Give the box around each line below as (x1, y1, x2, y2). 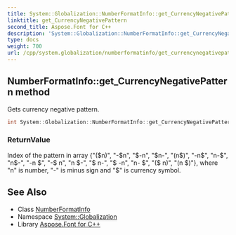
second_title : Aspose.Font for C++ (7, 23, 112, 30)
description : (7, 29, 46, 37)
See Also (7, 187, 47, 199)
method (15, 86, 51, 98)
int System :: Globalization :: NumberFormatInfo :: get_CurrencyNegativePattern (7, 119, 234, 126)
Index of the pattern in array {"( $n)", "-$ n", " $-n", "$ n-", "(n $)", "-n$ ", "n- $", (7, 151, 228, 159)
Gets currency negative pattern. (7, 105, 100, 113)
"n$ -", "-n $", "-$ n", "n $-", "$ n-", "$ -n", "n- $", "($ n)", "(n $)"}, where (7, 159, 218, 167)
